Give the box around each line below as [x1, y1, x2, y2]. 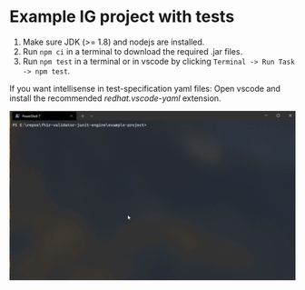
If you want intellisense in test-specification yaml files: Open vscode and [9, 83, 281, 94]
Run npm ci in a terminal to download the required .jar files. [22, 45, 243, 56]
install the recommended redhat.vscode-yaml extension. [9, 93, 221, 104]
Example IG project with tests [9, 6, 235, 27]
